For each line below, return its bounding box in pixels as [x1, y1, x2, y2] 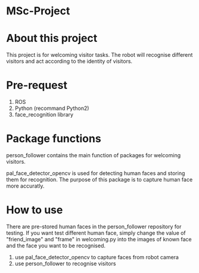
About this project [6, 32, 98, 45]
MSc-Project [6, 4, 70, 18]
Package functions [6, 132, 101, 146]
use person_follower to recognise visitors [14, 260, 116, 267]
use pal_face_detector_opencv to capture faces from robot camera [14, 253, 179, 260]
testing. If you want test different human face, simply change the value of [6, 229, 186, 237]
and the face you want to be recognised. [6, 242, 106, 249]
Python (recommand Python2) [14, 105, 89, 112]
